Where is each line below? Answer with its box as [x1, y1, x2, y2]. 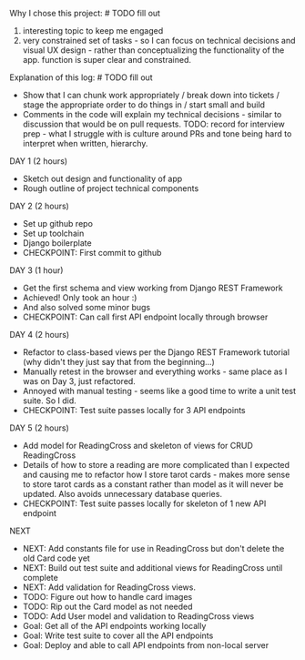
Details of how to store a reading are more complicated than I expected [22, 460, 290, 470]
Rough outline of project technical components [22, 183, 199, 194]
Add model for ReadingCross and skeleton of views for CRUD [22, 441, 253, 451]
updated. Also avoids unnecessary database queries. [22, 489, 223, 499]
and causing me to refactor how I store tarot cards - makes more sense [22, 469, 290, 480]
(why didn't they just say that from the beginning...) [22, 357, 216, 367]
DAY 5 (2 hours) [9, 422, 70, 433]
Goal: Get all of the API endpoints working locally [22, 621, 207, 631]
